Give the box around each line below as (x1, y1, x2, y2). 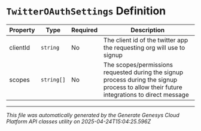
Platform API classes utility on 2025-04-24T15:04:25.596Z (6, 118, 151, 125)
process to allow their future (103, 83, 182, 91)
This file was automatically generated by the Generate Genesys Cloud (6, 111, 179, 118)
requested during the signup (103, 68, 184, 76)
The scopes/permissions (103, 60, 173, 69)
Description (130, 26, 165, 34)
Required (71, 26, 98, 34)
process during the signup (103, 75, 178, 84)
